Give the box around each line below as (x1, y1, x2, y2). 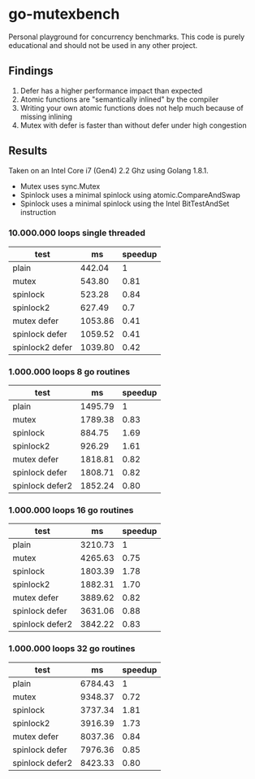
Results (8, 144, 48, 158)
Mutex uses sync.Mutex (19, 181, 101, 191)
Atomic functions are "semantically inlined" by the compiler (19, 94, 219, 104)
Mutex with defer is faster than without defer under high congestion (19, 120, 247, 130)
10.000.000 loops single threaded (8, 227, 146, 239)
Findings (8, 64, 54, 78)
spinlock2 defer (12, 341, 73, 352)
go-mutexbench (8, 5, 120, 24)
